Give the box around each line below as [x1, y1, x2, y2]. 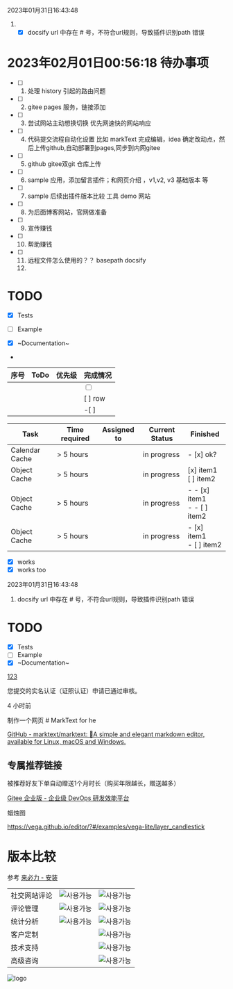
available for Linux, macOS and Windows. [7, 738, 126, 746]
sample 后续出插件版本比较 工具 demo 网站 [27, 192, 151, 200]
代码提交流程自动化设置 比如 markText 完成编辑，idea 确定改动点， [27, 135, 220, 143]
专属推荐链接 [7, 759, 62, 771]
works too [17, 565, 46, 574]
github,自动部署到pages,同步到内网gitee [46, 144, 161, 151]
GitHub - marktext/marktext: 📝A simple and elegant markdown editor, [7, 730, 205, 738]
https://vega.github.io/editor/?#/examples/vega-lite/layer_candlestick [7, 822, 205, 831]
